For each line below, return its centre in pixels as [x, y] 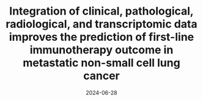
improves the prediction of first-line [102, 37]
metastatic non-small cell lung [102, 63]
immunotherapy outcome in [102, 50]
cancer [102, 76]
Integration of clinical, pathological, [102, 11]
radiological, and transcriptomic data [102, 24]
